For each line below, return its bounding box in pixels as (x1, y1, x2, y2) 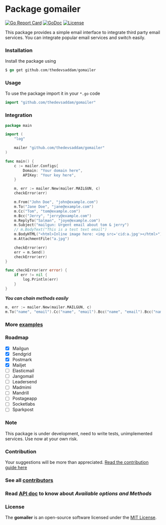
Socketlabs (12, 401, 36, 407)
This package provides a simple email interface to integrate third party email (5, 29, 161, 35)
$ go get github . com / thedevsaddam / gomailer (5, 68, 96, 73)
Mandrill (12, 390, 29, 396)
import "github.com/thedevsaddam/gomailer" (5, 100, 96, 105)
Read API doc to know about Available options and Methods (5, 490, 152, 497)
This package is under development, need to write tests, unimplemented (5, 430, 153, 436)
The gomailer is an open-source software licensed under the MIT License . (5, 515, 157, 521)
